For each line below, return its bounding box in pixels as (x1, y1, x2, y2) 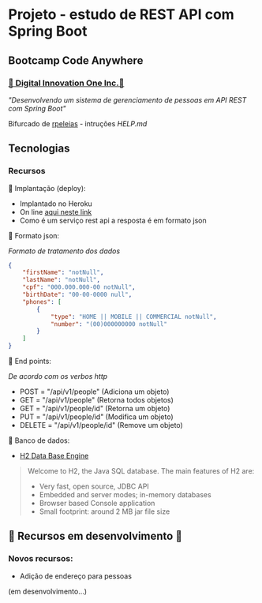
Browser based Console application (39, 499, 155, 508)
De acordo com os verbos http (8, 372, 108, 381)
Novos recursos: (8, 553, 73, 564)
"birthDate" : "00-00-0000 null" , (22, 290, 133, 299)
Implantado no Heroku (19, 199, 92, 208)
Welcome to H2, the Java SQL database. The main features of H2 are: (27, 466, 255, 476)
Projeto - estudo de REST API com (8, 6, 234, 24)
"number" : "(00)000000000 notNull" (50, 320, 168, 328)
